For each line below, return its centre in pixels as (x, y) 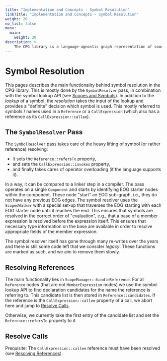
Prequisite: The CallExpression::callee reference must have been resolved (83, 348)
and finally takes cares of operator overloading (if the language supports (87, 170)
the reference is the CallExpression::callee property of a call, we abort (79, 301)
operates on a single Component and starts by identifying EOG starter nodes (82, 189)
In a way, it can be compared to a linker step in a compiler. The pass (75, 184)
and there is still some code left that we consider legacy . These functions (80, 246)
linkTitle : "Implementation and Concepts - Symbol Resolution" (72, 14)
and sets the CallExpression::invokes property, (61, 164)
